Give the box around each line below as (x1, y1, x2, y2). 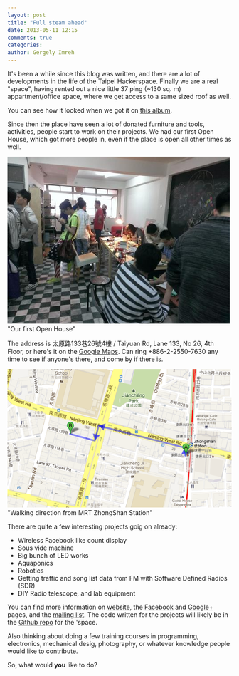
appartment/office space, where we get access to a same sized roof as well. (7, 93, 232, 100)
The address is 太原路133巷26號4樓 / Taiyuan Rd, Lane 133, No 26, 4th (7, 339, 215, 348)
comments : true (7, 34, 53, 41)
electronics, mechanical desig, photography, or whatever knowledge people (7, 639, 230, 648)
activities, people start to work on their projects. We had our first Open (7, 128, 214, 135)
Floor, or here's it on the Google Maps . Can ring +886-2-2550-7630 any (7, 348, 218, 355)
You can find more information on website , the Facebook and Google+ (7, 603, 213, 611)
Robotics (17, 566, 44, 575)
